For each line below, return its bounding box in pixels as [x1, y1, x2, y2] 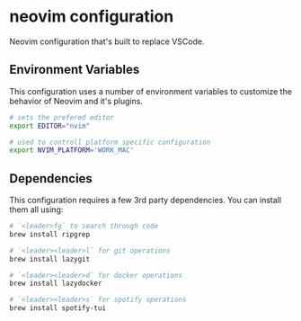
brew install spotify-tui [9, 304, 106, 313]
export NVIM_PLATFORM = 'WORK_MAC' [9, 146, 135, 155]
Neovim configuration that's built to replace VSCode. [9, 36, 205, 47]
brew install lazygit [9, 254, 91, 263]
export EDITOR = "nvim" [9, 121, 91, 130]
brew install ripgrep [9, 229, 91, 239]
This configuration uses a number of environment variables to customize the [9, 85, 292, 96]
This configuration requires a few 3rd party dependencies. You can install [9, 195, 281, 206]
